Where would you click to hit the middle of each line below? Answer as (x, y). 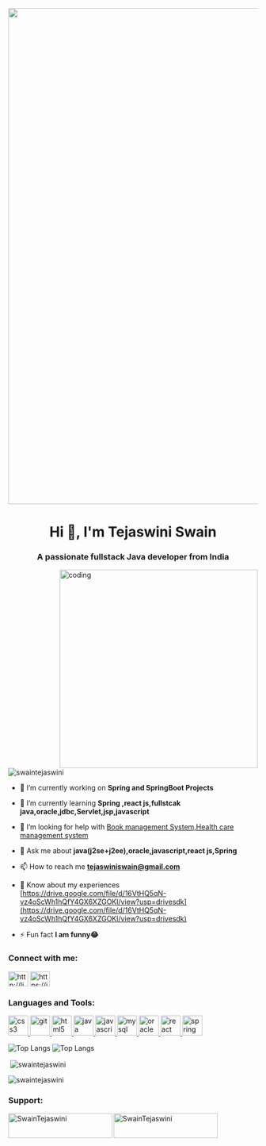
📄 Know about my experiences (70, 885)
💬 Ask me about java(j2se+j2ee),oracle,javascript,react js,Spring (128, 851)
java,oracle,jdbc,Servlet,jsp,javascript (84, 812)
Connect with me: (43, 958)
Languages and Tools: (51, 1002)
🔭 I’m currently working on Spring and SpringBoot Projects (116, 788)
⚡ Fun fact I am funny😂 (59, 935)
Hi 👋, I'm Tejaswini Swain (133, 532)
